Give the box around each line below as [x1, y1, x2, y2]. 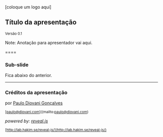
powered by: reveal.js [5, 118, 49, 124]
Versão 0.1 [5, 31, 22, 36]
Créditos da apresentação [5, 89, 68, 96]
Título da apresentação [5, 18, 77, 26]
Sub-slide [5, 61, 29, 68]
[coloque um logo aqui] [5, 4, 52, 10]
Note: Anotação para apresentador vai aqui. [5, 39, 93, 45]
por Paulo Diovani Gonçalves [5, 100, 63, 106]
